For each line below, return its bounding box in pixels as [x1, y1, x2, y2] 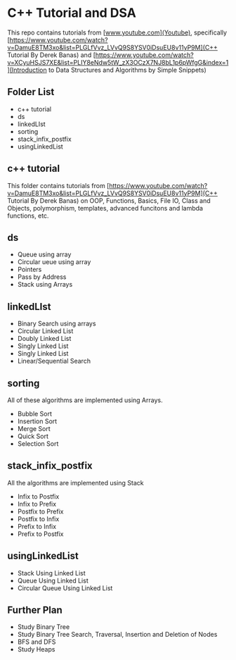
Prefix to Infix [17, 522, 57, 530]
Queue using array [17, 250, 72, 259]
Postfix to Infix [17, 514, 60, 523]
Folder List [7, 86, 55, 98]
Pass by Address [17, 273, 67, 281]
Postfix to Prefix [17, 507, 64, 516]
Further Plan [7, 604, 63, 616]
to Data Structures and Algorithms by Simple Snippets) [48, 66, 206, 74]
